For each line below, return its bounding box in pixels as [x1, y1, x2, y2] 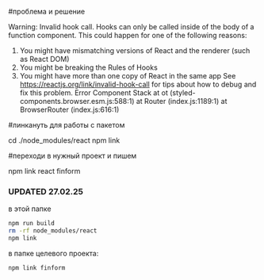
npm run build [8, 220, 55, 228]
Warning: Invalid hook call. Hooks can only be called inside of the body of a [8, 22, 254, 31]
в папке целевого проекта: [8, 248, 99, 258]
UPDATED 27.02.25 [8, 186, 84, 197]
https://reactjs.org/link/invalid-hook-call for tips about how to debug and [19, 79, 257, 89]
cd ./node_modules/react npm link [8, 136, 121, 145]
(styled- [169, 88, 196, 98]
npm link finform [8, 263, 66, 272]
